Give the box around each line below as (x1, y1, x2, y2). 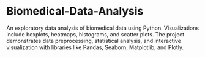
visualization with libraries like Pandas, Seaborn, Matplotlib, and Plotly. (6, 44, 184, 51)
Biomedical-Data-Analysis (6, 4, 144, 18)
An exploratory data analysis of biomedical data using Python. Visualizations (6, 24, 199, 32)
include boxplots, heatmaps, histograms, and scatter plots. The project (6, 30, 185, 38)
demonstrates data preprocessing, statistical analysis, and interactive (6, 37, 182, 44)
